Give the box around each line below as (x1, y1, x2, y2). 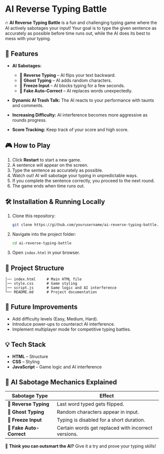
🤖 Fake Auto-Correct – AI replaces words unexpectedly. (19, 88, 133, 93)
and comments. (12, 102, 44, 108)
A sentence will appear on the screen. (12, 162, 89, 168)
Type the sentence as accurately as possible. (12, 167, 103, 173)
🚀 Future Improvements (5, 303, 78, 311)
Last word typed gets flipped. (57, 401, 124, 408)
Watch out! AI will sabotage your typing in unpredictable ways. (12, 172, 138, 178)
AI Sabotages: (12, 63, 42, 68)
